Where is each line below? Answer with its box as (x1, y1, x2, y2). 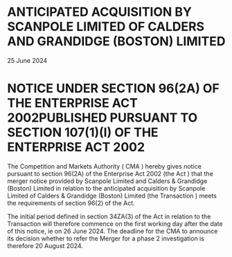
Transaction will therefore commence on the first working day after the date (7, 219, 223, 228)
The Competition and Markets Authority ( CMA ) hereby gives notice (7, 162, 202, 170)
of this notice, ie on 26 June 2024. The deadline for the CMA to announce (7, 227, 218, 235)
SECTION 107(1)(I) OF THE (7, 125, 159, 140)
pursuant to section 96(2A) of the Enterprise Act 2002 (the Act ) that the (7, 169, 213, 178)
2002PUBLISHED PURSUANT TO (7, 110, 198, 126)
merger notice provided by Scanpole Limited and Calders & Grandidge (7, 177, 208, 185)
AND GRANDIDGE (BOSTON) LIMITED (7, 34, 226, 49)
